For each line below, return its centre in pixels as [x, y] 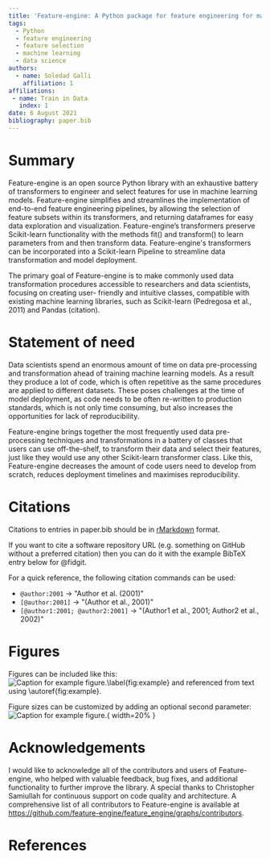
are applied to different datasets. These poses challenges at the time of [127, 390]
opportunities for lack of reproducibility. [74, 416]
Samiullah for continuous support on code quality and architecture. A [123, 795]
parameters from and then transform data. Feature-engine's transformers [130, 243]
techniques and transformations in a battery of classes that [145, 440]
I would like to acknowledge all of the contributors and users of [112, 770]
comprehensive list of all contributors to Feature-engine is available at [124, 804]
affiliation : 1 [48, 83]
